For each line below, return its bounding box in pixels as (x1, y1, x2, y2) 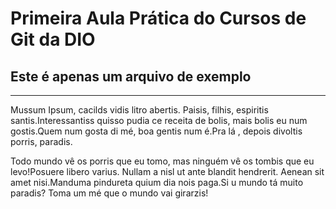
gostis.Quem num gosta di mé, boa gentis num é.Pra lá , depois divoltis (10, 125, 303, 137)
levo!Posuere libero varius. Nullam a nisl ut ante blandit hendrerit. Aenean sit (10, 166, 325, 177)
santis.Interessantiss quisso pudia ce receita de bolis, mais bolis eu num (10, 115, 308, 126)
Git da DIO (10, 28, 96, 51)
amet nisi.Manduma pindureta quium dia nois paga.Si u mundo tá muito (10, 177, 304, 188)
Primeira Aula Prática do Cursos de (10, 7, 307, 30)
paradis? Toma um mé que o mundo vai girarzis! (10, 187, 209, 199)
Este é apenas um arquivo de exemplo (10, 68, 252, 85)
